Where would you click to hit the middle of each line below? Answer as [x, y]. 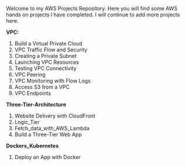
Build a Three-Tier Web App [48, 134]
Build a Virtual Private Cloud [48, 44]
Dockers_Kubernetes [32, 146]
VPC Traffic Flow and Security [51, 50]
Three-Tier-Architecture [36, 104]
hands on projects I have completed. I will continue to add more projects [93, 15]
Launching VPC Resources [46, 62]
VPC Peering [30, 75]
